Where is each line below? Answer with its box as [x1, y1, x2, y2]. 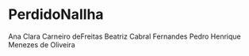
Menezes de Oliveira [8, 39, 75, 49]
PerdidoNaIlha [8, 6, 105, 24]
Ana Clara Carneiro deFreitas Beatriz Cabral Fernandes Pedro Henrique [8, 32, 241, 41]
